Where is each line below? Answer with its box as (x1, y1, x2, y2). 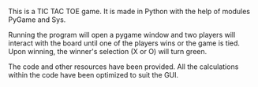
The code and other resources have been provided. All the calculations (8, 62, 239, 71)
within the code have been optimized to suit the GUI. (8, 71, 179, 79)
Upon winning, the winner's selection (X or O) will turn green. (8, 47, 208, 56)
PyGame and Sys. (8, 15, 66, 24)
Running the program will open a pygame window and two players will (8, 31, 236, 39)
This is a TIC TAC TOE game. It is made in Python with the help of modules (8, 7, 251, 16)
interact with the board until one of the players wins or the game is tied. (8, 38, 241, 48)
